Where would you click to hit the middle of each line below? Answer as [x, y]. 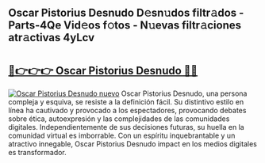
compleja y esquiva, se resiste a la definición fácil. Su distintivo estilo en [126, 102]
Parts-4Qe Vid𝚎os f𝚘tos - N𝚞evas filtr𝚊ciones [125, 26]
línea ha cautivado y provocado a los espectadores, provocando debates [127, 110]
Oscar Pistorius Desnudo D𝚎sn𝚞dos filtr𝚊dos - [126, 13]
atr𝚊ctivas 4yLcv [52, 38]
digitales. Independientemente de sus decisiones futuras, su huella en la [126, 127]
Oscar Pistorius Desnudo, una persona [184, 93]
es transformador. [38, 152]
